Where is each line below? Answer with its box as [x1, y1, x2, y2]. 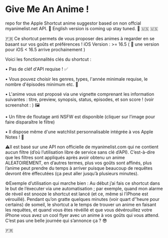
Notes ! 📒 [5, 134, 25, 140]
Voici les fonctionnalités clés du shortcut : [5, 56, 92, 62]
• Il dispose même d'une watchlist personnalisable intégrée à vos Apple [5, 129, 153, 135]
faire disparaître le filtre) [5, 119, 55, 125]
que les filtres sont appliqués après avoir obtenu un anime [5, 154, 125, 160]
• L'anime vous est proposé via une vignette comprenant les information [5, 91, 154, 97]
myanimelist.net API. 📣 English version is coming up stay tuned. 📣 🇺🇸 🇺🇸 [5, 25, 158, 31]
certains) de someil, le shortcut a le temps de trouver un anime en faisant [5, 201, 156, 207]
